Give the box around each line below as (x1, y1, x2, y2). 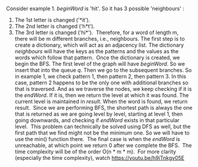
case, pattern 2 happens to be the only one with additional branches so (14, 79, 189, 86)
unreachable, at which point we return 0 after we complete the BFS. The (14, 142, 192, 149)
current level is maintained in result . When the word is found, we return (14, 98, 188, 105)
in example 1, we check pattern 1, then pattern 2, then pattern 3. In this (14, 73, 187, 80)
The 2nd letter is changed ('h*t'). (14, 23, 95, 30)
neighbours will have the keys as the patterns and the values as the (14, 48, 179, 55)
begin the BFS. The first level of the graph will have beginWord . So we (14, 60, 185, 67)
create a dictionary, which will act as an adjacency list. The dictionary (14, 41, 184, 48)
